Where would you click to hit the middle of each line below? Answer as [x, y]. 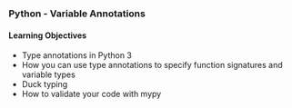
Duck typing [45, 84]
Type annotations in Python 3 [77, 55]
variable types [49, 74]
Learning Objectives [48, 35]
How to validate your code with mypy [91, 94]
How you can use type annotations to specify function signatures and [152, 65]
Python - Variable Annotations [77, 14]
